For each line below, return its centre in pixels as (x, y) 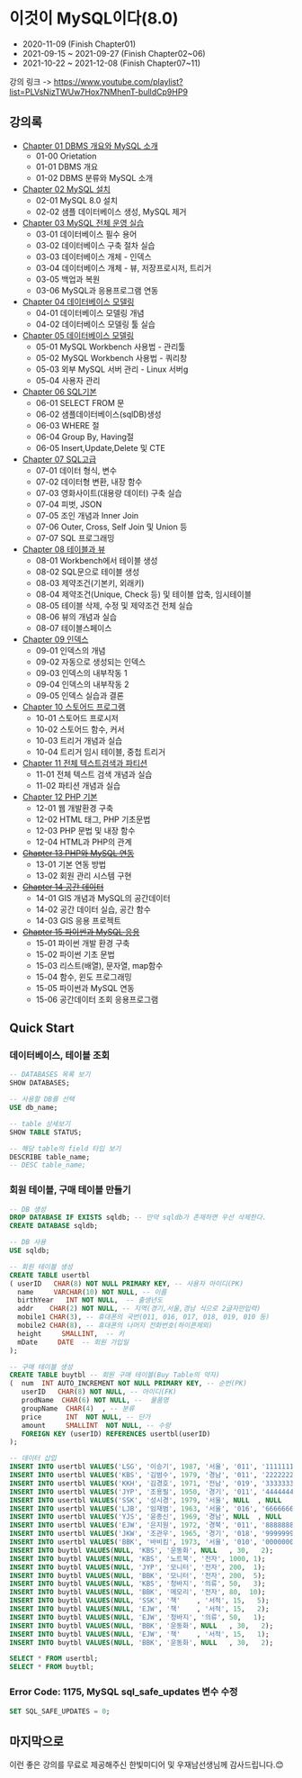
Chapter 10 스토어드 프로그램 (74, 707)
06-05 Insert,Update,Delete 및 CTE (101, 447)
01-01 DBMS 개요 (67, 167)
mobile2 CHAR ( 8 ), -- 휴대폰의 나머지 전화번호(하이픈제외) (115, 1326)
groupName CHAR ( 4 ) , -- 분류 (78, 1408)
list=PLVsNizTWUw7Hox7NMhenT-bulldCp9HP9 (99, 92)
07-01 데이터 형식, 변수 (76, 470)
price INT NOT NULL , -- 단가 (86, 1417)
